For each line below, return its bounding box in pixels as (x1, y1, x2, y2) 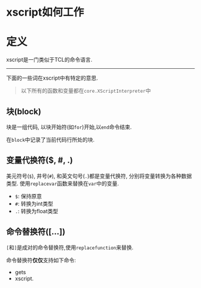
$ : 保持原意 (14, 192, 42, 199)
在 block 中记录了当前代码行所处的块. (6, 136, 95, 143)
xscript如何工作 (6, 5, 84, 19)
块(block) (6, 106, 42, 117)
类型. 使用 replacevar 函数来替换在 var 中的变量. (6, 180, 120, 187)
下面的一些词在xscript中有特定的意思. (6, 74, 99, 81)
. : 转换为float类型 (14, 207, 59, 214)
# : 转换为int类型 (14, 200, 54, 207)
